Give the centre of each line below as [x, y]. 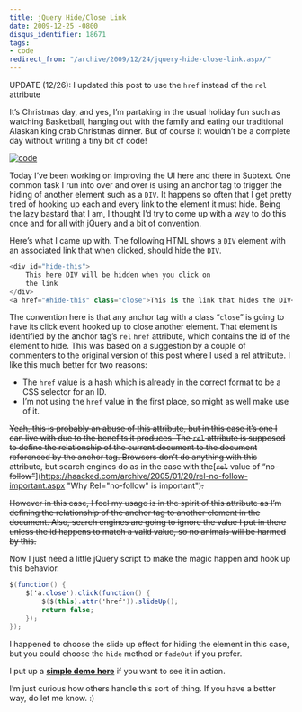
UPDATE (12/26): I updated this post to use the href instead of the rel [138, 85]
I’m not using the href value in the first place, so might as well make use [155, 402]
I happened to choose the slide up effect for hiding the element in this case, [149, 644]
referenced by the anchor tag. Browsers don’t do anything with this [133, 457]
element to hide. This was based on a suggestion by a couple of [128, 346]
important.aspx [37, 485]
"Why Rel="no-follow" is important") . [135, 485]
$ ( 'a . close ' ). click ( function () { [88, 593]
